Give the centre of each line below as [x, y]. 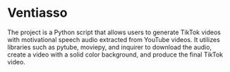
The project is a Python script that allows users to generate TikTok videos [114, 32]
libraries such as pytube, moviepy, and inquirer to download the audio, [110, 47]
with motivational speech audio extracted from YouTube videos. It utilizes [114, 39]
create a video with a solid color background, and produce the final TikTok [115, 55]
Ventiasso [37, 13]
